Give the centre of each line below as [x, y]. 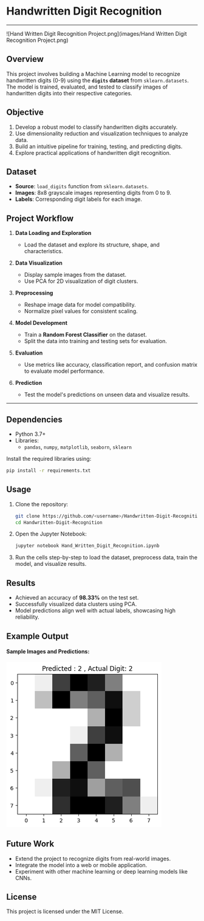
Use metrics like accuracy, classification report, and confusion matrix [111, 365]
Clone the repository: [42, 504]
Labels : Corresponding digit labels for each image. [79, 199]
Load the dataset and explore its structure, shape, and [92, 245]
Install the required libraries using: [49, 459]
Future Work [30, 844]
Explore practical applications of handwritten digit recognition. [93, 152]
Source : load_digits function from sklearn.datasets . [82, 186]
